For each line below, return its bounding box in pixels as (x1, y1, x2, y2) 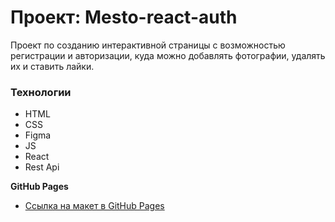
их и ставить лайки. (10, 60, 95, 72)
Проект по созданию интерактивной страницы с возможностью (10, 39, 286, 51)
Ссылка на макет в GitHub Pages (24, 200, 165, 212)
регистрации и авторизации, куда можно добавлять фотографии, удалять (10, 49, 326, 61)
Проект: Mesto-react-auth (10, 6, 238, 29)
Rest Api (24, 161, 60, 173)
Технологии (10, 85, 72, 99)
